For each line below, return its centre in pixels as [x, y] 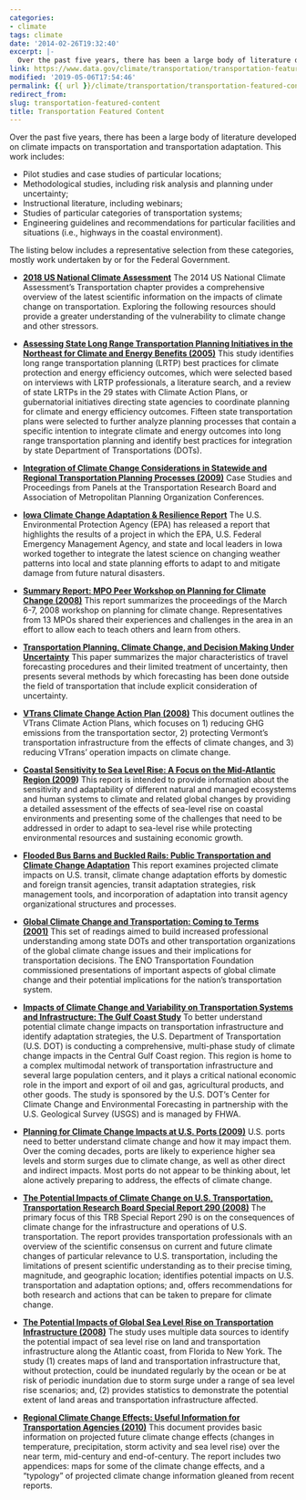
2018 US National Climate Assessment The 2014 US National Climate [154, 278]
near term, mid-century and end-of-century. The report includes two [152, 1456]
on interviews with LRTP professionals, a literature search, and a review [157, 383]
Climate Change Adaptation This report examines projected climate [151, 865]
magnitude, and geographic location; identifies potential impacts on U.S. [158, 1275]
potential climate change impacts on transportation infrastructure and [153, 1027]
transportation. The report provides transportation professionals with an [158, 1237]
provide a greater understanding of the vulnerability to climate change [154, 317]
